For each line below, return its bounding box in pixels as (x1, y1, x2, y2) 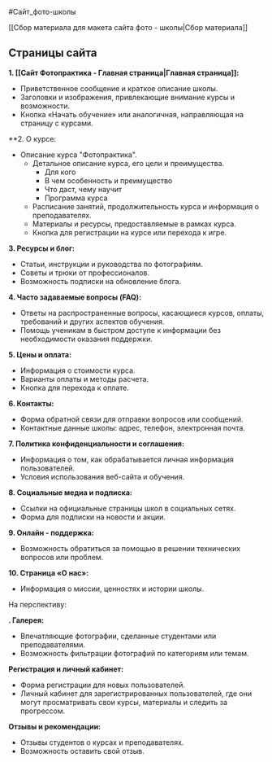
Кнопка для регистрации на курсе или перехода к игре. (32, 227, 227, 237)
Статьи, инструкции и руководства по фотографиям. (19, 259, 203, 269)
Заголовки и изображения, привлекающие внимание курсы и (19, 92, 235, 102)
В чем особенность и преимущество (44, 175, 173, 186)
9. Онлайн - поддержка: (8, 528, 95, 537)
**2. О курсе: (8, 134, 57, 143)
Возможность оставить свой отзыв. (19, 746, 145, 755)
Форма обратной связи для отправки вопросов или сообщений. (19, 414, 244, 424)
